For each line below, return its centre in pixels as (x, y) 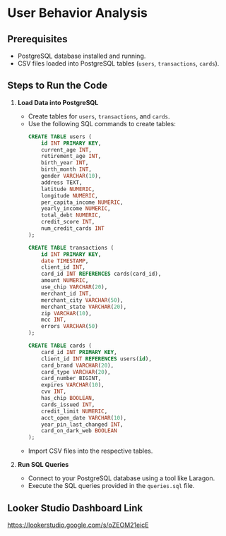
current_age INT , (66, 150)
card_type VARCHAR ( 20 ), (76, 372)
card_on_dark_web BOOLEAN (79, 431)
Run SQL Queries (43, 465)
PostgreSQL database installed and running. (82, 56)
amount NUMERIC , (65, 281)
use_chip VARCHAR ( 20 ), (75, 287)
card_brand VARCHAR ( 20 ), (78, 365)
